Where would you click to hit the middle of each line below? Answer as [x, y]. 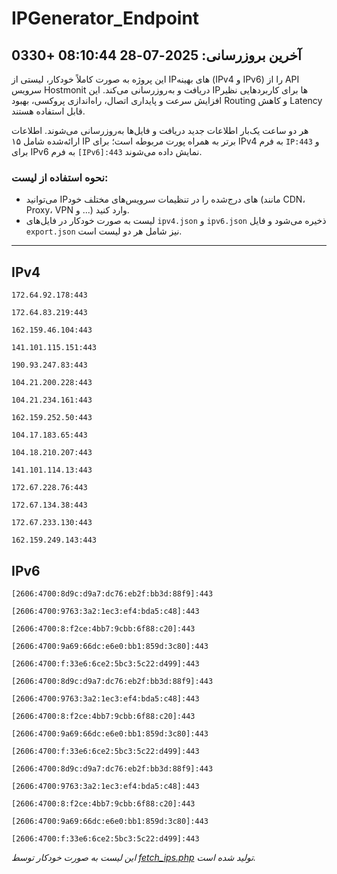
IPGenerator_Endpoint [105, 18]
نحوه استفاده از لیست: [60, 177]
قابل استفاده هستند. [48, 111]
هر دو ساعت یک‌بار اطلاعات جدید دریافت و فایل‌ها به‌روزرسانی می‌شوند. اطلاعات [160, 130]
